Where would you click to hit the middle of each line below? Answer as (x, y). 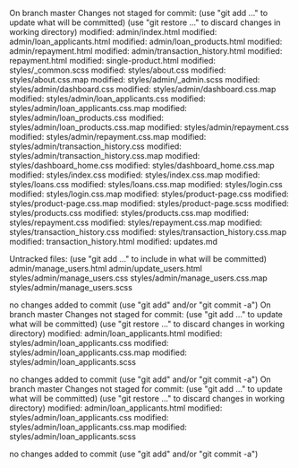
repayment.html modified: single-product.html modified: (113, 61)
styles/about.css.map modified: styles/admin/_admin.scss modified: (135, 79)
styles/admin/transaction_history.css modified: (95, 146)
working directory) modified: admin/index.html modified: (113, 32)
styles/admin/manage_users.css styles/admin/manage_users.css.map (139, 278)
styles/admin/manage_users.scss (71, 287)
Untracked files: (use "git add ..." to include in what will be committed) (138, 259)
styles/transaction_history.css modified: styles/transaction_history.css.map (148, 232)
